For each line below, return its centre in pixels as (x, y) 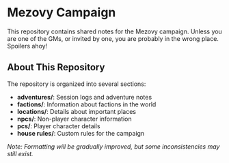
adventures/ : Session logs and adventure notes (84, 97)
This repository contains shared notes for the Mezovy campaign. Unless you (114, 31)
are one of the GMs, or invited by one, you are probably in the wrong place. (113, 38)
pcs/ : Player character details (58, 126)
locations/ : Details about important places (77, 111)
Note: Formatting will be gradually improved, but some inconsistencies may (113, 146)
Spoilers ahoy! (27, 46)
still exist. (20, 153)
